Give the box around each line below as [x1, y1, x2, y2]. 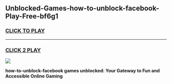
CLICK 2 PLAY [5, 46, 41, 53]
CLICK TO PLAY [5, 27, 45, 35]
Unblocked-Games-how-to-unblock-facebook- [5, 4, 160, 13]
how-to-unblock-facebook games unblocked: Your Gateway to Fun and [5, 67, 160, 73]
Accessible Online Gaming [5, 73, 63, 79]
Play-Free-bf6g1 [5, 12, 59, 21]
